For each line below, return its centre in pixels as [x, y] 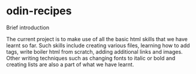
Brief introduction [28, 27]
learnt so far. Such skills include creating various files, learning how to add [98, 45]
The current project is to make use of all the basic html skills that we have [97, 39]
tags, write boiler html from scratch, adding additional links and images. [94, 51]
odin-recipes [39, 11]
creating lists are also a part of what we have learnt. [70, 64]
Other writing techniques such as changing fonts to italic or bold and [91, 58]
